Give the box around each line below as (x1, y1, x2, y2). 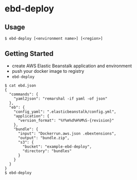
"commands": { (9, 92, 38, 97)
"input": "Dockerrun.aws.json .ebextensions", (17, 131, 117, 136)
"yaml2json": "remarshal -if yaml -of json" (13, 96, 108, 101)
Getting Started (4, 49, 54, 58)
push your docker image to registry (11, 68, 84, 74)
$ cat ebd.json (4, 83, 36, 88)
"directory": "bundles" (22, 148, 72, 154)
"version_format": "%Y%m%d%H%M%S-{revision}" (17, 118, 114, 123)
